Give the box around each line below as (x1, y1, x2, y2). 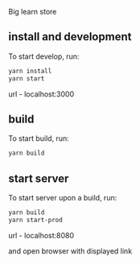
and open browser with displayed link (8, 245, 133, 256)
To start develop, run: (8, 52, 80, 61)
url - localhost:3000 (8, 89, 75, 99)
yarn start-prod (8, 216, 63, 224)
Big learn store (8, 7, 57, 16)
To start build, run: (8, 134, 70, 143)
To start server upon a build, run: (8, 193, 117, 203)
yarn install (8, 67, 52, 75)
